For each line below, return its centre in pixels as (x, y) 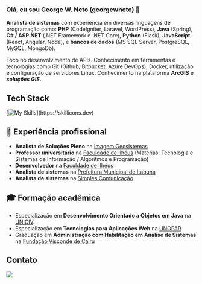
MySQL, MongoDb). (31, 48)
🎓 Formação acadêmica (53, 198)
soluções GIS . (24, 79)
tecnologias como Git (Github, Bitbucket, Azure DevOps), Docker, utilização (100, 66)
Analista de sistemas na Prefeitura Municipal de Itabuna (85, 172)
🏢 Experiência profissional (57, 132)
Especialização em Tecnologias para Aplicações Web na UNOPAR (98, 228)
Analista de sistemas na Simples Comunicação (74, 178)
